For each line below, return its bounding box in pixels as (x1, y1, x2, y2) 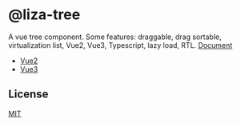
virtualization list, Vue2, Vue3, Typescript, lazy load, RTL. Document (8, 40, 233, 49)
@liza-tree (8, 6, 81, 24)
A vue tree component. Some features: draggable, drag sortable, (8, 32, 222, 41)
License (8, 88, 49, 101)
